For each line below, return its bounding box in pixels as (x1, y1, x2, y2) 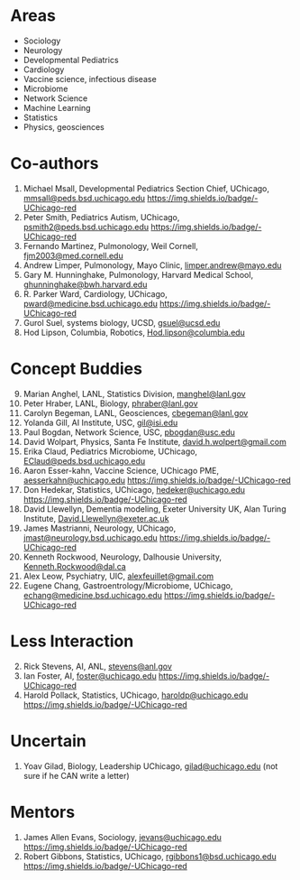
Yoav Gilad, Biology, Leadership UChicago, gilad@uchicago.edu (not (23, 760, 278, 772)
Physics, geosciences (23, 121, 105, 132)
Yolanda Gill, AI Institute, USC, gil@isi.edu (23, 417, 178, 428)
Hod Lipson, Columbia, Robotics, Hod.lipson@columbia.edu (23, 327, 246, 338)
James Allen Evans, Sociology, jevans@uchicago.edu (23, 831, 222, 842)
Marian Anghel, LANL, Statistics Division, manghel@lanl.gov (23, 388, 246, 399)
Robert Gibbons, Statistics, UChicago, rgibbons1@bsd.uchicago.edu (23, 850, 277, 862)
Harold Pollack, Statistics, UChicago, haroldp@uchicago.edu (23, 690, 249, 700)
